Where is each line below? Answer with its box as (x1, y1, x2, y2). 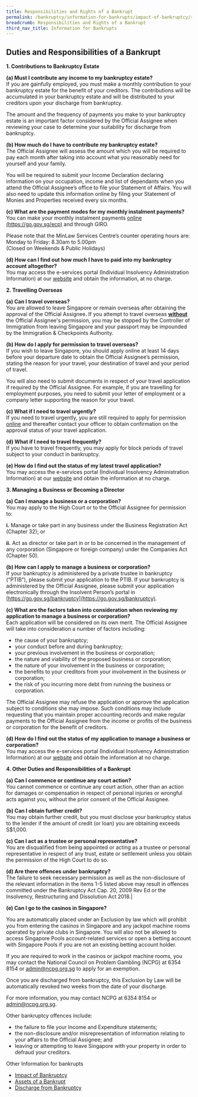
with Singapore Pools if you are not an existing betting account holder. (6, 941, 177, 948)
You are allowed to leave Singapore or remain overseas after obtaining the (6, 304, 186, 311)
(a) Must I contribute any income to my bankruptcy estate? (6, 75, 153, 82)
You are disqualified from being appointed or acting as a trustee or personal (6, 844, 190, 851)
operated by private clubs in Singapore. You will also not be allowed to (6, 928, 177, 935)
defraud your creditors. (14, 1048, 71, 1056)
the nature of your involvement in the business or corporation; (14, 662, 166, 669)
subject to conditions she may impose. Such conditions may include (6, 705, 171, 712)
